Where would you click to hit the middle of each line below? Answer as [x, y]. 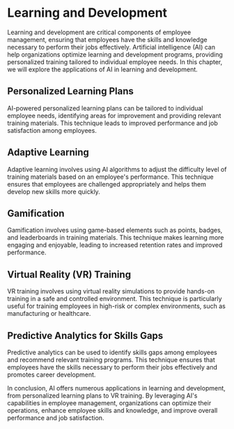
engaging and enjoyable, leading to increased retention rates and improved [115, 245]
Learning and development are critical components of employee [99, 32]
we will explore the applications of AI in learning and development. [103, 69]
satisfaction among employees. [52, 130]
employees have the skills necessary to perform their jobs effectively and [112, 367]
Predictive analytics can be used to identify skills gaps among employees [112, 352]
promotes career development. [52, 375]
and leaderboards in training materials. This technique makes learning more [116, 238]
